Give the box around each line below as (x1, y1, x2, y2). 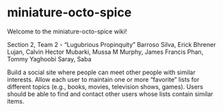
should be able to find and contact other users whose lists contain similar (7, 90, 213, 98)
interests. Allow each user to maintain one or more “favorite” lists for (7, 75, 200, 83)
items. (7, 97, 25, 105)
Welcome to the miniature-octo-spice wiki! (7, 27, 127, 35)
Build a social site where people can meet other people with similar (7, 68, 196, 76)
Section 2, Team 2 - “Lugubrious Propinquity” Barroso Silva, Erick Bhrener (7, 40, 216, 48)
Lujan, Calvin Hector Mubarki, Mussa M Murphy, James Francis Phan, (7, 48, 204, 56)
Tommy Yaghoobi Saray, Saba (7, 54, 92, 63)
